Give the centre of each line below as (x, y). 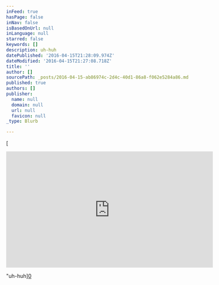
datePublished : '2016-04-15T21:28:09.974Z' (61, 55)
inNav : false (22, 22)
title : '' (18, 66)
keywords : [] (22, 45)
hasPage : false (25, 17)
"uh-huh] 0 (19, 276)
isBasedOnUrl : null (30, 28)
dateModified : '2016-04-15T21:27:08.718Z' (59, 61)
